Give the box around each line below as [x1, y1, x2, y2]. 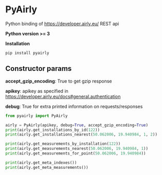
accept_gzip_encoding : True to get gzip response [5, 78, 112, 84]
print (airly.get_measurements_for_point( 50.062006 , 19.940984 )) [5, 151, 146, 156]
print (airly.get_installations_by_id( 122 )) [5, 127, 100, 132]
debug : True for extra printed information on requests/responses [5, 103, 143, 109]
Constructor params [5, 64, 72, 73]
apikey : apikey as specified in [5, 88, 68, 94]
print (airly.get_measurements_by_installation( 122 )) [5, 141, 121, 147]
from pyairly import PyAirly [5, 113, 68, 119]
